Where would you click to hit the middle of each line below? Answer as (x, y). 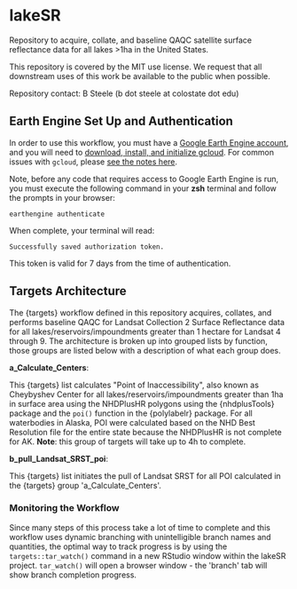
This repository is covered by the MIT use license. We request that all (136, 67)
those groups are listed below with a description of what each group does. (145, 350)
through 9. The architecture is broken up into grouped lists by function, (138, 341)
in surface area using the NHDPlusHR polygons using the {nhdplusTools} (142, 403)
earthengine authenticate (57, 214)
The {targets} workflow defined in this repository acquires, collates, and (141, 313)
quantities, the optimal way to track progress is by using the (118, 546)
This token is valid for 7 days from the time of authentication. (120, 263)
